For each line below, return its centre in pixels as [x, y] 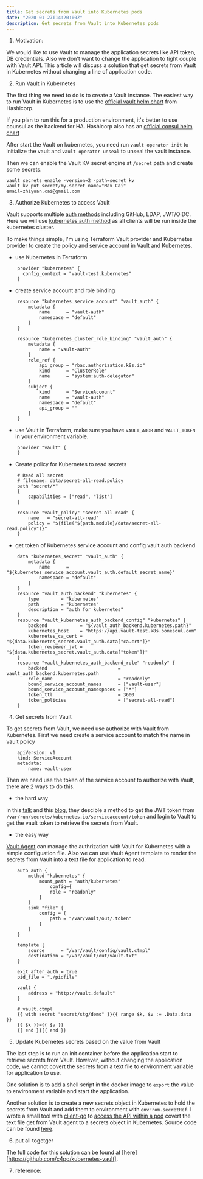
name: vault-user [50, 769]
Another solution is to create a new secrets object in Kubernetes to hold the [101, 1103]
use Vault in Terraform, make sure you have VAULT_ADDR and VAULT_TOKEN [105, 430]
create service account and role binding [65, 290]
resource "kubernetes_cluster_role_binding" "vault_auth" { [95, 339]
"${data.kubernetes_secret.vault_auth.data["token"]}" [77, 652]
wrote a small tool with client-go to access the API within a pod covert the [98, 1116]
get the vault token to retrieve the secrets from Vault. [72, 823]
